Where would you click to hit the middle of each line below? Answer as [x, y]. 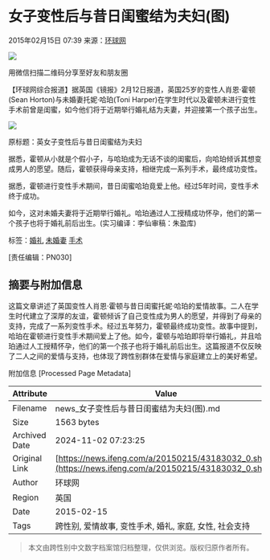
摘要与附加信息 [45, 285]
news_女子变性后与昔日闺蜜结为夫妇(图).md [138, 408]
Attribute [30, 393]
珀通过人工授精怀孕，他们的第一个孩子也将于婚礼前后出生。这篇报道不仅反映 [135, 345]
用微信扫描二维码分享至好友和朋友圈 [68, 72]
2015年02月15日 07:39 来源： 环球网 [67, 40]
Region [26, 497]
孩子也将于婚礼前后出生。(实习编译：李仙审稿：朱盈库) [106, 223]
